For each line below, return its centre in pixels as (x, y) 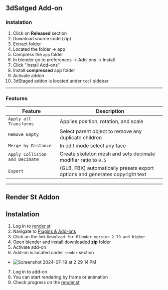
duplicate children (81, 137)
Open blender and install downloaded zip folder (62, 242)
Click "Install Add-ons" (36, 65)
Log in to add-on (30, 272)
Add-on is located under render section (53, 253)
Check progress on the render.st (46, 283)
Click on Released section (40, 33)
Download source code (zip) (42, 38)
